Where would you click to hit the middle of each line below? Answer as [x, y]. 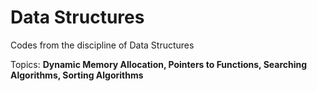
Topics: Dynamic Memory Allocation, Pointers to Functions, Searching [159, 64]
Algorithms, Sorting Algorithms [77, 75]
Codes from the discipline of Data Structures [102, 45]
